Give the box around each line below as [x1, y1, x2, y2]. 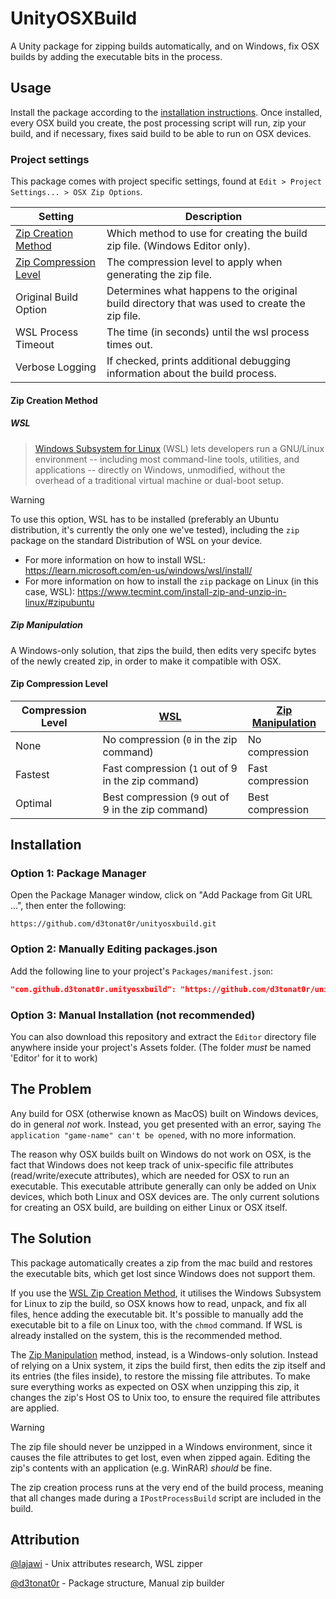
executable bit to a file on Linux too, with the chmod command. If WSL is [10, 1318, 303, 1331]
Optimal [15, 796, 53, 810]
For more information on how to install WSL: [24, 553, 207, 566]
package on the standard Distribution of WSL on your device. [10, 534, 263, 546]
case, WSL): [24, 585, 76, 597]
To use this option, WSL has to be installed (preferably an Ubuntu [10, 513, 280, 525]
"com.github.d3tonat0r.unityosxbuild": [10, 984, 177, 994]
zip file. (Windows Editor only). [106, 239, 251, 253]
